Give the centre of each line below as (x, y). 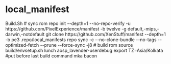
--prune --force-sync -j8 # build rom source (87, 45)
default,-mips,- (143, 28)
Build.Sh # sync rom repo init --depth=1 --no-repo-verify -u (68, 23)
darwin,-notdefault (25, 34)
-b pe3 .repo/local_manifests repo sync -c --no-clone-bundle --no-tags (81, 40)
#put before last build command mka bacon (51, 56)
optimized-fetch (22, 45)
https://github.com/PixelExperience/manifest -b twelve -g (66, 28)
